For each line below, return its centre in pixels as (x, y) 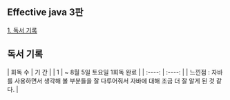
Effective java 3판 (46, 12)
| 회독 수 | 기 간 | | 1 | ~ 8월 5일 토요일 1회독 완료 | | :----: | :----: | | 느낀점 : (109, 72)
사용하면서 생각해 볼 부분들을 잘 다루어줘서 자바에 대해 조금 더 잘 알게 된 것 (115, 81)
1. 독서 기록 (22, 30)
